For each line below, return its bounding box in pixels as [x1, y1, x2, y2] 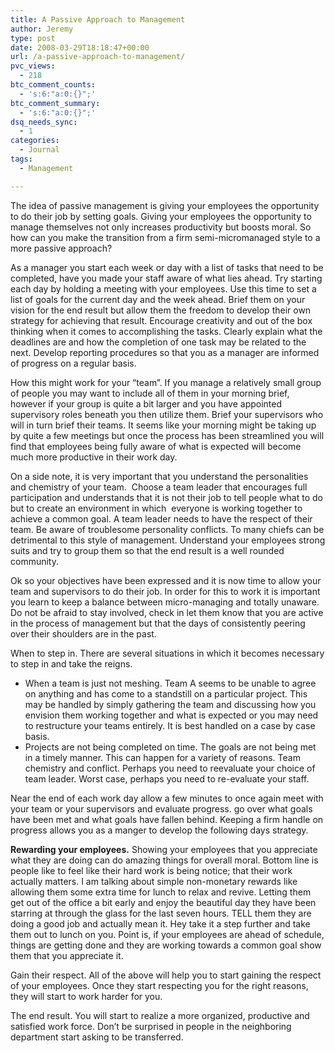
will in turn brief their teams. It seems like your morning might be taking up [10, 419, 317, 431]
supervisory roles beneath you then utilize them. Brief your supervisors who [10, 408, 324, 420]
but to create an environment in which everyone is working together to [10, 502, 303, 514]
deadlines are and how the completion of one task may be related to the [10, 336, 307, 348]
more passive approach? [10, 242, 113, 254]
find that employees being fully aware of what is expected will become [10, 440, 302, 452]
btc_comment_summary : [10, 98, 101, 108]
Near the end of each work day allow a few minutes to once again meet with [10, 792, 324, 804]
